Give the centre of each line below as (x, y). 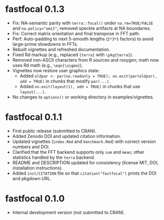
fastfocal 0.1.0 (35, 199)
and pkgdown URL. (32, 178)
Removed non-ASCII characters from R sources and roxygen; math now (85, 60)
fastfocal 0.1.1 (34, 117)
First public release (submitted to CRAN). (54, 131)
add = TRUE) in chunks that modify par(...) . (65, 81)
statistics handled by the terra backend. (54, 157)
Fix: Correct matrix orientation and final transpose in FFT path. (76, 33)
